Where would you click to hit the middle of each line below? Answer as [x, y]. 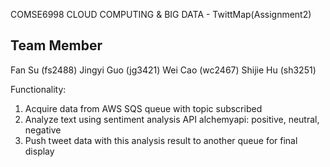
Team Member [56, 45]
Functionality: [38, 89]
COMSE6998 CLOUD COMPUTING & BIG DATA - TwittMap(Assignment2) [161, 14]
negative [43, 130]
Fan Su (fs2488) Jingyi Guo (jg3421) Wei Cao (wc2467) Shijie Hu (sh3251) [163, 70]
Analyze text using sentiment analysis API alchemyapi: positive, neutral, [172, 119]
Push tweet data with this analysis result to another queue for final [161, 140]
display [39, 151]
